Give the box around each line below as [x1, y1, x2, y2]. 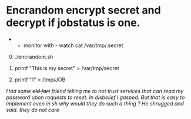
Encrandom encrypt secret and [6, 4, 161, 17]
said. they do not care [6, 106, 60, 113]
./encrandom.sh [14, 53, 53, 60]
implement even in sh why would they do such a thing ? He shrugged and [6, 100, 184, 107]
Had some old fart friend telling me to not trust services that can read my [6, 87, 184, 94]
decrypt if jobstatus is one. [6, 16, 140, 29]
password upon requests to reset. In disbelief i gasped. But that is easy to [6, 94, 185, 101]
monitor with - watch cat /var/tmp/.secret [23, 42, 123, 49]
